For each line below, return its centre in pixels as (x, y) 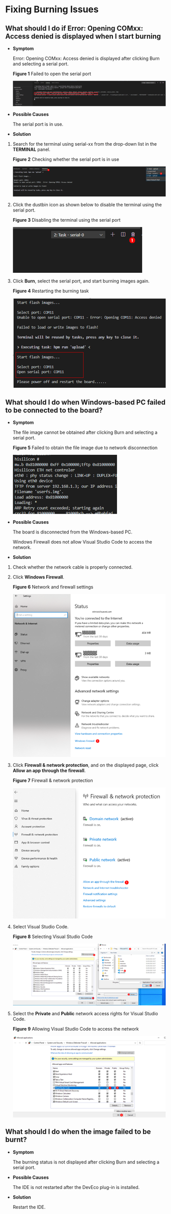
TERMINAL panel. (32, 149)
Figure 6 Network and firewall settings (53, 587)
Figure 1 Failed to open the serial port (52, 74)
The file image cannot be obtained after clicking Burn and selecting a (85, 432)
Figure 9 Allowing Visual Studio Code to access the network (76, 1029)
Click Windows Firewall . (38, 577)
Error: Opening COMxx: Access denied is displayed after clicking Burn (86, 58)
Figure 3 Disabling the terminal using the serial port (66, 220)
